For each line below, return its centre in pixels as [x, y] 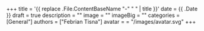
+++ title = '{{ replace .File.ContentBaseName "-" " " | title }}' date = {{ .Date [102, 9]
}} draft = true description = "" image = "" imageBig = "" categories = [93, 15]
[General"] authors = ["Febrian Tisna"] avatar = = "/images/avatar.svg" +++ [101, 22]
